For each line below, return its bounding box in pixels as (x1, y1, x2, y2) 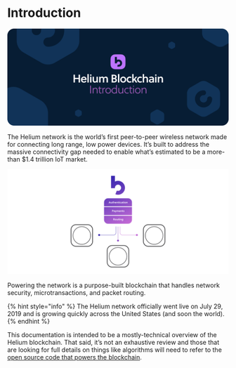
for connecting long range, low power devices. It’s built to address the (7, 140, 209, 149)
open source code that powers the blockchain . (7, 353, 143, 361)
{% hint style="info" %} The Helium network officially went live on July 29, (7, 302, 223, 310)
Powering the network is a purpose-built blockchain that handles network (7, 281, 220, 289)
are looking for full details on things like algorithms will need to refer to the (7, 346, 223, 354)
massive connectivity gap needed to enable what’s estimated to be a (7, 147, 206, 156)
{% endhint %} (7, 317, 51, 325)
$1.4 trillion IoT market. (21, 155, 88, 164)
